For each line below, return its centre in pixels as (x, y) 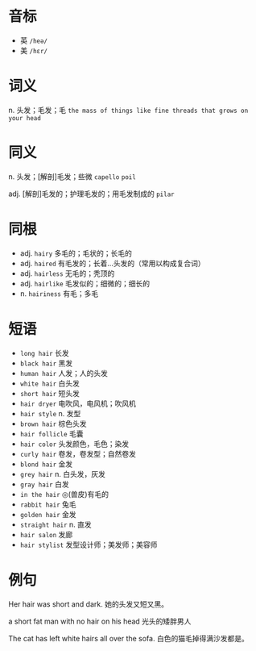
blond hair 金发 (46, 464)
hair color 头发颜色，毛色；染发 (74, 444)
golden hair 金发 (48, 514)
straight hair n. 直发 (56, 524)
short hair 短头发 (50, 393)
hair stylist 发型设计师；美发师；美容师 (89, 545)
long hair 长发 (45, 353)
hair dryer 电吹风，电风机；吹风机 (78, 403)
